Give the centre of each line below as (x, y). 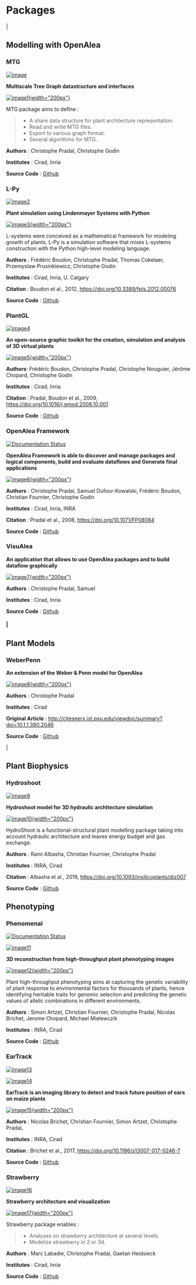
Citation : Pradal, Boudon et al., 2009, (52, 398)
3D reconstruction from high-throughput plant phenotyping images (90, 959)
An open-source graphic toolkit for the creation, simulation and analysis (96, 340)
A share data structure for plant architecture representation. (102, 120)
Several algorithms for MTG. (63, 139)
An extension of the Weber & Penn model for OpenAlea (74, 673)
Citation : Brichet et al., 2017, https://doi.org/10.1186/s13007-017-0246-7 (93, 1151)
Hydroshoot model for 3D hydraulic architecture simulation (80, 807)
